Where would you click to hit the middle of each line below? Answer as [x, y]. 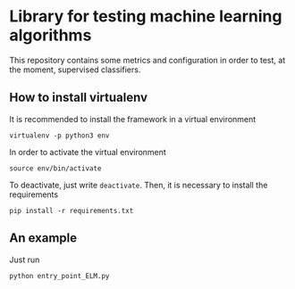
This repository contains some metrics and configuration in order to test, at [147, 60]
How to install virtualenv [79, 98]
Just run [25, 260]
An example [43, 238]
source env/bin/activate [55, 168]
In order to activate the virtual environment [88, 152]
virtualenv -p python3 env [59, 136]
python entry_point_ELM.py [59, 276]
